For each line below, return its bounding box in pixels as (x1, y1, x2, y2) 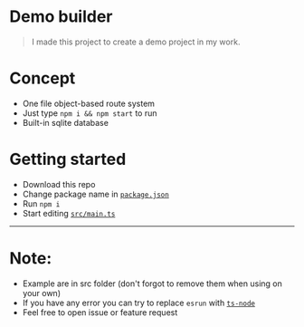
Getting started (9, 149, 127, 169)
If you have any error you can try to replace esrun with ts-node (22, 297, 256, 308)
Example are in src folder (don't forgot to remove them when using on (22, 278, 283, 289)
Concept (9, 68, 76, 89)
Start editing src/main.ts (22, 207, 116, 218)
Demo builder (9, 6, 113, 27)
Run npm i (22, 197, 61, 209)
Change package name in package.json (22, 188, 169, 199)
